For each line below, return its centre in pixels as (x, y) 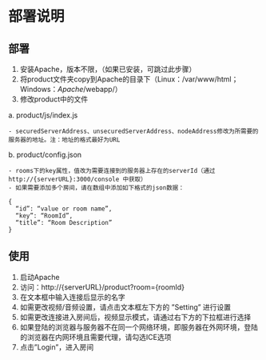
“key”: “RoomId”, (44, 216)
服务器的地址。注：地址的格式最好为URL (64, 140)
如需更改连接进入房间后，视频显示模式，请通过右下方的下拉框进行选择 (135, 317)
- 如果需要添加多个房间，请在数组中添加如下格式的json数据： (97, 188)
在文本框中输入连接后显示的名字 (72, 297)
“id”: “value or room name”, (64, 209)
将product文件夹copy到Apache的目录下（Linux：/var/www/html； (129, 79)
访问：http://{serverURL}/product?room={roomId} (102, 287)
